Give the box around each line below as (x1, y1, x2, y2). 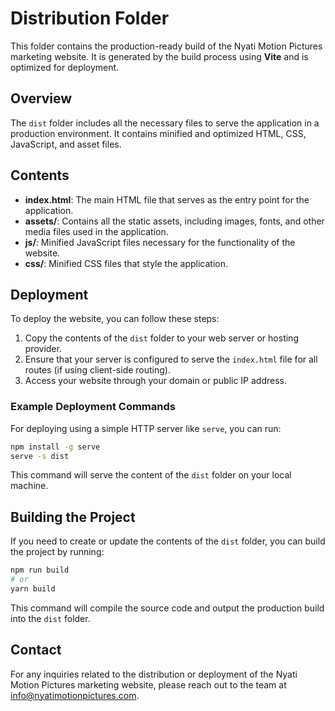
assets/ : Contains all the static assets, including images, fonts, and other (24, 215, 325, 227)
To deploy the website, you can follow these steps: (10, 313, 220, 325)
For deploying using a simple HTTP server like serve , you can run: (10, 422, 282, 434)
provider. (24, 343, 62, 355)
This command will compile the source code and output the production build (10, 602, 325, 614)
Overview (10, 90, 73, 107)
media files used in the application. (24, 225, 169, 237)
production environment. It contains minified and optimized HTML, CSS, (10, 127, 307, 139)
